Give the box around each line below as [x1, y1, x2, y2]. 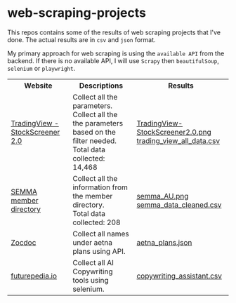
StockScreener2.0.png [136, 127, 212, 137]
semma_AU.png [136, 191, 189, 201]
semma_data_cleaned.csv [136, 200, 222, 210]
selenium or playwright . [7, 64, 76, 72]
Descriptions [79, 81, 124, 90]
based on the [72, 127, 116, 137]
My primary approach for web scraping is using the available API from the [7, 49, 225, 58]
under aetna [72, 237, 113, 247]
